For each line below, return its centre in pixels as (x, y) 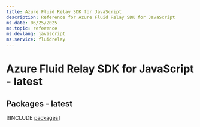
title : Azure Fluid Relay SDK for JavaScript (64, 12)
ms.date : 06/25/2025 (32, 23)
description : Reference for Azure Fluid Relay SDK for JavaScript (91, 17)
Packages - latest (40, 103)
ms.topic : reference (32, 28)
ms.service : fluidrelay (36, 39)
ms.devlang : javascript (36, 34)
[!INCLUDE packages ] (33, 118)
